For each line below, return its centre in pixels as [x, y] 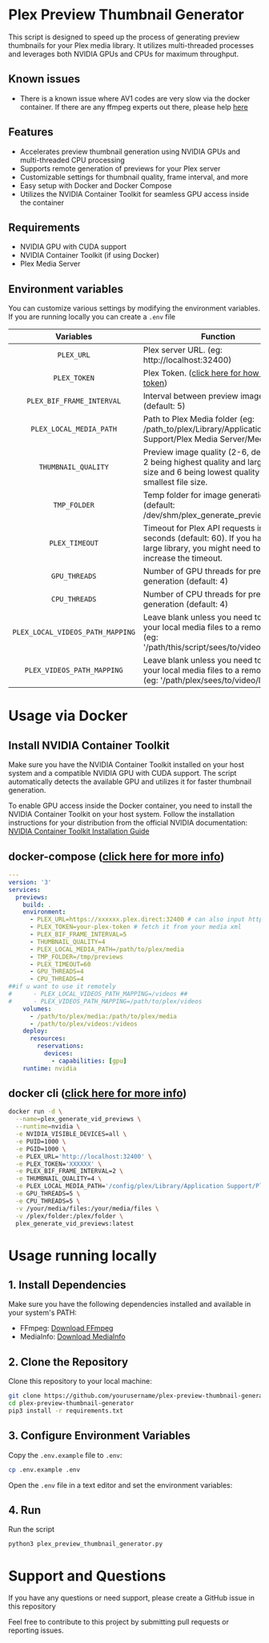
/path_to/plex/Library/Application [205, 429]
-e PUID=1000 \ [41, 1141]
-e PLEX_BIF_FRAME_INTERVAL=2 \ [70, 1171]
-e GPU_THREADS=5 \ [48, 1194]
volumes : [37, 1009]
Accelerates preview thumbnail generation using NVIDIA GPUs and [130, 151]
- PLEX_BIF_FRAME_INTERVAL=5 [78, 934]
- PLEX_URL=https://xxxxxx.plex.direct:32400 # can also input [137, 920]
